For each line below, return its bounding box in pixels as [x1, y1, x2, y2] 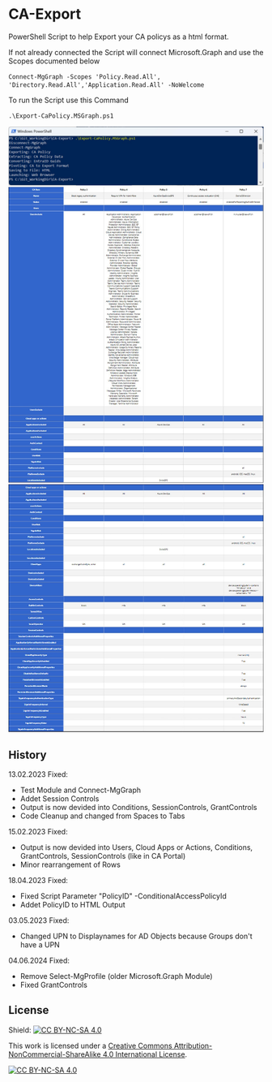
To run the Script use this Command [8, 95, 130, 105]
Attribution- [173, 1041, 213, 1050]
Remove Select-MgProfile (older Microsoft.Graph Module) [19, 971, 213, 981]
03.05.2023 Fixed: [8, 915, 70, 925]
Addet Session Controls [19, 793, 100, 804]
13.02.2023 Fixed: [8, 769, 69, 779]
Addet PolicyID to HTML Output [19, 899, 125, 909]
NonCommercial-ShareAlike [8, 1049, 101, 1059]
